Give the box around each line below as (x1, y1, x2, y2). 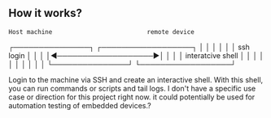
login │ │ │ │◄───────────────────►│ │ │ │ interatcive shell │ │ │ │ (8, 50, 264, 60)
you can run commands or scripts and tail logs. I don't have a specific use (8, 83, 256, 93)
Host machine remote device (8, 27, 195, 36)
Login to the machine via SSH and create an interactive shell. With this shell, (8, 74, 264, 84)
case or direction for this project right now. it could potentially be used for (8, 92, 256, 102)
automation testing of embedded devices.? (8, 100, 152, 110)
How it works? (8, 6, 83, 20)
